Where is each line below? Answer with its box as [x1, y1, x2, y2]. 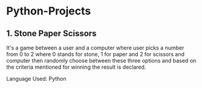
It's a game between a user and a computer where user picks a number [6, 44, 184, 51]
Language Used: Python [6, 75, 67, 82]
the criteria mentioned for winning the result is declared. [6, 63, 146, 71]
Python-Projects [6, 4, 91, 18]
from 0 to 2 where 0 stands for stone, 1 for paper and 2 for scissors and [6, 51, 184, 58]
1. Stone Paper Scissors [6, 28, 97, 39]
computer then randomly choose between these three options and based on [6, 57, 197, 64]
